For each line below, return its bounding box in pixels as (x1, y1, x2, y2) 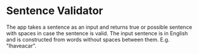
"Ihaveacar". (6, 42, 37, 49)
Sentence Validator (6, 4, 103, 18)
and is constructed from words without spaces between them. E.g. (6, 36, 170, 43)
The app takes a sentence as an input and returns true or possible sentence (6, 23, 193, 31)
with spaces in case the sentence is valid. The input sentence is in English (6, 29, 188, 36)
